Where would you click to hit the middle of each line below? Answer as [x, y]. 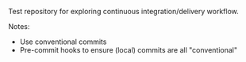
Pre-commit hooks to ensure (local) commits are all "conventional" [129, 50]
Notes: [19, 26]
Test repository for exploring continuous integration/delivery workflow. [124, 11]
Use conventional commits [63, 42]
